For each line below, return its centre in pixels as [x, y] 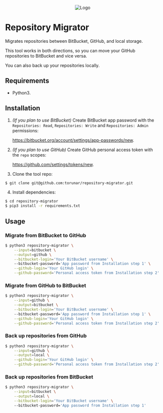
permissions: [25, 130]
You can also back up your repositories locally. [52, 65]
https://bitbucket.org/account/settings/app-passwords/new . [73, 140]
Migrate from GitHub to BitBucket [46, 286]
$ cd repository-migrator [32, 201]
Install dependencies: [34, 192]
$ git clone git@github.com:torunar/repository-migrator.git [69, 183]
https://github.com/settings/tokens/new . [53, 164]
